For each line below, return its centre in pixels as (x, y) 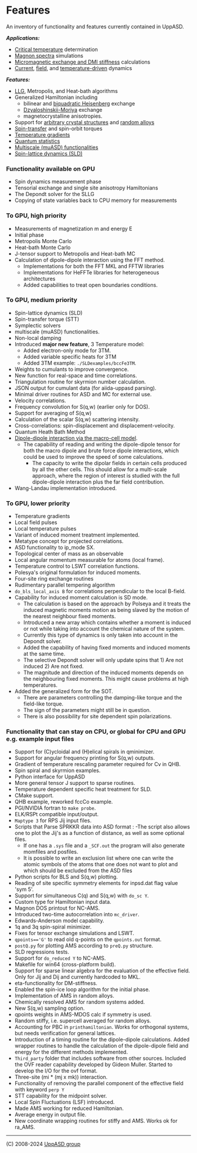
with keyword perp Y (39, 1089)
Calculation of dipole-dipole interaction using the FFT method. (90, 260)
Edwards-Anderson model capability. (59, 921)
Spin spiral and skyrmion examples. (57, 771)
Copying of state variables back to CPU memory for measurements (96, 200)
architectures (39, 279)
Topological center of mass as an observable (69, 554)
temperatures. (40, 685)
